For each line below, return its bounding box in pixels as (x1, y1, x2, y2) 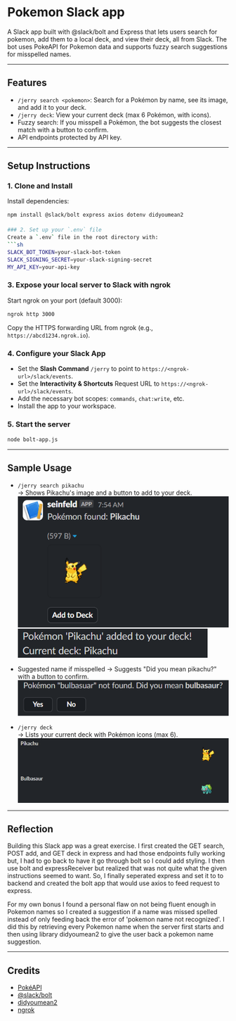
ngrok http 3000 (7, 310, 55, 317)
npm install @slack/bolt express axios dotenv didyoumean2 (7, 212, 184, 219)
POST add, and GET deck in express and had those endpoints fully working (7, 849, 225, 858)
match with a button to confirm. (17, 125, 109, 134)
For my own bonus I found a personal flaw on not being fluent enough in (7, 900, 216, 908)
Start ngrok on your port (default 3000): (7, 296, 123, 305)
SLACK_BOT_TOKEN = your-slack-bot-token (7, 248, 121, 255)
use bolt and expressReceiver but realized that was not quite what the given (7, 864, 227, 873)
